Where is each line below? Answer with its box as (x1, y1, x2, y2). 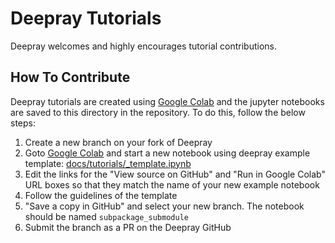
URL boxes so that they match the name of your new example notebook (24, 178, 320, 191)
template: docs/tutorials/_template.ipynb (24, 157, 192, 169)
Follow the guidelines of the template (24, 189, 178, 201)
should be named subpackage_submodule (24, 210, 189, 222)
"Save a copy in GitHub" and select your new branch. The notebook (24, 200, 305, 212)
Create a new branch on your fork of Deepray (24, 136, 213, 148)
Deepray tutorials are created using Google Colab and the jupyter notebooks (10, 95, 325, 107)
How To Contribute (10, 69, 131, 86)
